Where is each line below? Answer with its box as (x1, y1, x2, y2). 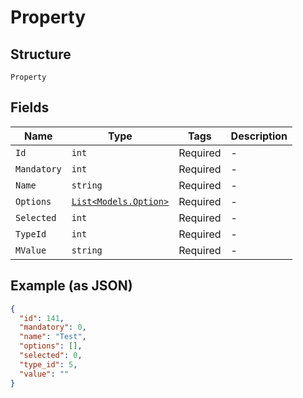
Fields (10, 99, 50, 116)
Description (230, 129, 288, 143)
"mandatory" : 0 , (19, 322, 87, 333)
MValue (15, 244, 47, 256)
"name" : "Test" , (19, 332, 87, 342)
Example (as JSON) (10, 277, 133, 295)
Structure (10, 46, 72, 63)
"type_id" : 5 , (19, 359, 78, 370)
